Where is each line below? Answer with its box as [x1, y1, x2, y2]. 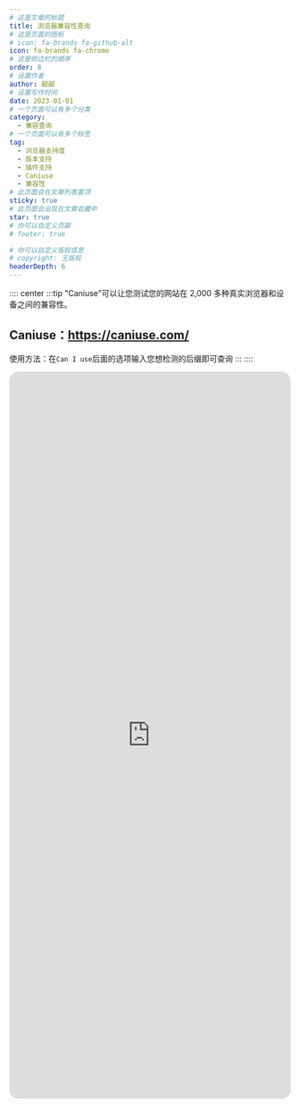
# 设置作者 [9, 72, 45, 81]
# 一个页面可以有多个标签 [9, 130, 91, 139]
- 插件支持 [17, 163, 53, 172]
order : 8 [9, 64, 42, 72]
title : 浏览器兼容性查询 [9, 21, 91, 30]
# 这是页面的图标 [9, 30, 64, 38]
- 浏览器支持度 [17, 146, 66, 155]
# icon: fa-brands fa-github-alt [9, 38, 134, 47]
